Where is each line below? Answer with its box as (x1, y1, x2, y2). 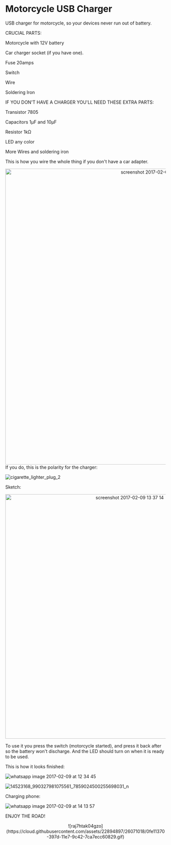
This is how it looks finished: (5, 763, 65, 769)
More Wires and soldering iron (5, 149, 69, 155)
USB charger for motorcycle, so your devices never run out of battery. (5, 20, 152, 26)
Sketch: (5, 484, 21, 490)
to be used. (5, 754, 29, 760)
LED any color (5, 138, 35, 144)
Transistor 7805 (5, 109, 39, 115)
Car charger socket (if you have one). (5, 50, 84, 56)
